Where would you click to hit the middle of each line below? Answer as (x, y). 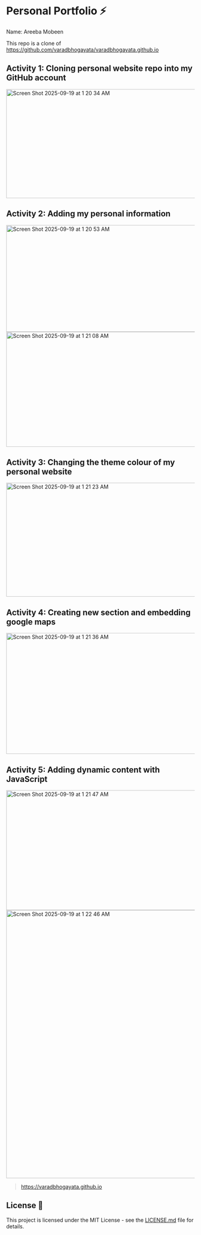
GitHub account (36, 78)
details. (15, 1226)
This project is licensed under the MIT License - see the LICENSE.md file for (100, 1220)
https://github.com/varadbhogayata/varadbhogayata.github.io (83, 49)
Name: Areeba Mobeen (35, 31)
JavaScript (27, 779)
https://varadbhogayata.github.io (61, 1187)
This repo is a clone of (34, 43)
